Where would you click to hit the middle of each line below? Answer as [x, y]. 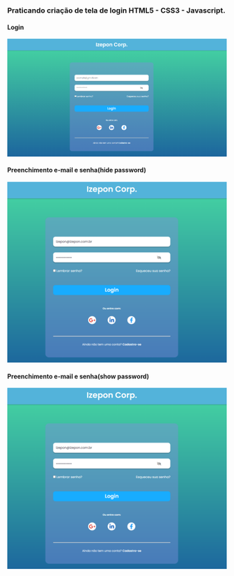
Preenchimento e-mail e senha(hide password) [77, 170]
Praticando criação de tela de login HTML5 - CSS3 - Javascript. [117, 10]
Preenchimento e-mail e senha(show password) [78, 376]
